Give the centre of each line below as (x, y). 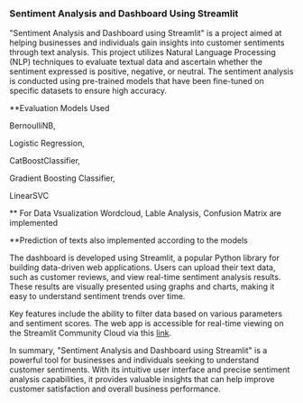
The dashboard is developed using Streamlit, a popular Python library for (144, 258)
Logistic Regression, (47, 144)
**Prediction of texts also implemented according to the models (129, 240)
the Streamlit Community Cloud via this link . (91, 333)
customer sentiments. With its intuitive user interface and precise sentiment (150, 370)
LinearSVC (29, 196)
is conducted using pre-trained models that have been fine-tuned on (137, 81)
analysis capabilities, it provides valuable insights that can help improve (142, 380)
